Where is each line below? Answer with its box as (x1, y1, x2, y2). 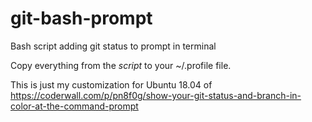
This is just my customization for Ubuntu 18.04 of (10, 78, 213, 91)
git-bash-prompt (10, 7, 153, 30)
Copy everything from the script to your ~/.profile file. (10, 59, 232, 71)
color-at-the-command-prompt (10, 100, 139, 112)
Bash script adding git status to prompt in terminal (10, 40, 217, 52)
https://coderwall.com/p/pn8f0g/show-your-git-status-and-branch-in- (10, 89, 302, 101)
